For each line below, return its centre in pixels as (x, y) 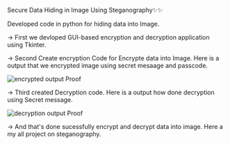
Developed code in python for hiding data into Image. (83, 24)
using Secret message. (40, 100)
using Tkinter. (27, 45)
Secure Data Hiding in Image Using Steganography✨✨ (85, 10)
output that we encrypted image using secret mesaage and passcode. (108, 66)
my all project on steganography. (54, 134)
